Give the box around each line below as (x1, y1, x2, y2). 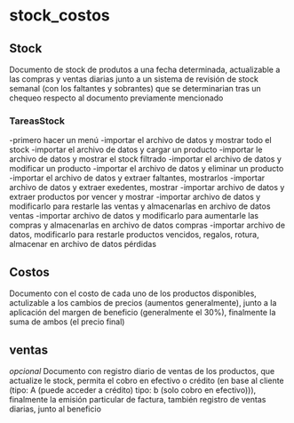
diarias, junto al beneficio (9, 403, 102, 414)
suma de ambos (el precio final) (9, 316, 125, 327)
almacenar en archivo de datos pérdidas (9, 239, 157, 250)
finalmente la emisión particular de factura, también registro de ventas (9, 394, 266, 404)
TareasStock (9, 115, 65, 127)
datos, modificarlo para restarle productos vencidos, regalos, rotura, (9, 229, 259, 240)
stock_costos (9, 5, 111, 26)
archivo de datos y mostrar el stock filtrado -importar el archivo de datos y (9, 154, 282, 164)
